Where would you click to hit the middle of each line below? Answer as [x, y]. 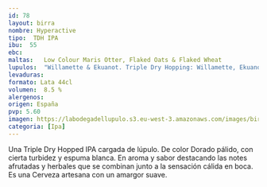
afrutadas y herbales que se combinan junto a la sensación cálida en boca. [131, 166]
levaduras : [26, 75]
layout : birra [32, 23]
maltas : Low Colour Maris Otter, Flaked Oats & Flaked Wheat [115, 60]
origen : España [33, 104]
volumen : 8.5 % [35, 90]
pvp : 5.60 [25, 112]
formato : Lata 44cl [41, 82]
